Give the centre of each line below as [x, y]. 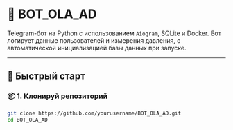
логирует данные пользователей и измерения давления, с [94, 40]
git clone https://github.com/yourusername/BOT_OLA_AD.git [94, 113]
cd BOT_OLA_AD [28, 120]
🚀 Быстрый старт [46, 76]
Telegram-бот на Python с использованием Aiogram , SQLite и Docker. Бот [114, 33]
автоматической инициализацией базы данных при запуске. [97, 48]
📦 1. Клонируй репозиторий [58, 96]
